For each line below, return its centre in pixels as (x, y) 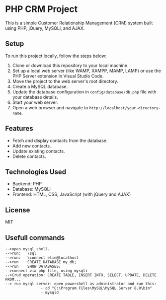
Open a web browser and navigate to (50, 107)
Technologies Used (36, 172)
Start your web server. (35, 102)
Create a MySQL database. (40, 86)
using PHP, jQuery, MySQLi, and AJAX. (45, 28)
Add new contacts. (32, 146)
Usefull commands (35, 238)
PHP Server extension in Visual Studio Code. (58, 76)
